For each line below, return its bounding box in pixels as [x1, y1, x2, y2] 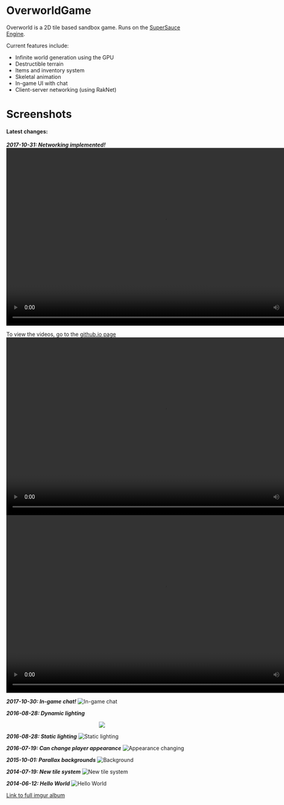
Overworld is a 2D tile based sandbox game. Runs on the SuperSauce [6, 24, 181, 31]
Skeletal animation [15, 73, 61, 80]
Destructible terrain [15, 60, 64, 67]
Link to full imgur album [6, 792, 66, 799]
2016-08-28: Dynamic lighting [6, 710, 85, 717]
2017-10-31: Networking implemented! [6, 141, 106, 149]
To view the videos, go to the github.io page [6, 331, 117, 338]
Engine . [6, 30, 25, 37]
